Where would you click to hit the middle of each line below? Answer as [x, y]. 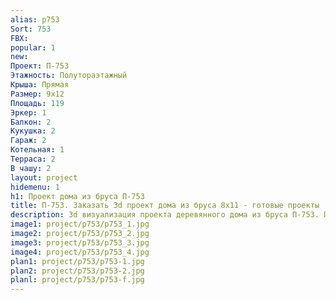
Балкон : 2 [31, 122]
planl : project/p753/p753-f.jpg [77, 280]
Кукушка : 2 [33, 131]
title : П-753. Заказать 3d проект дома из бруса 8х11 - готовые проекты [165, 206]
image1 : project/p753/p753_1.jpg [80, 224]
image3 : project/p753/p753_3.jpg [80, 242]
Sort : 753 [31, 29]
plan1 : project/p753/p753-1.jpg [77, 261]
